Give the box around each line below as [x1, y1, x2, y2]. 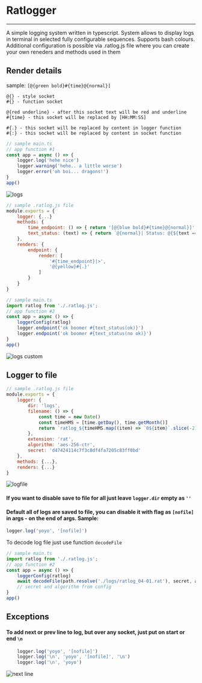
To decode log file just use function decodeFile [6, 539, 122, 546]
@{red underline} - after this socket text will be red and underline [6, 109, 187, 115]
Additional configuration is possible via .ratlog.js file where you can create [6, 41, 189, 49]
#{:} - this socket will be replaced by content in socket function [6, 130, 182, 136]
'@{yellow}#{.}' [49, 264, 90, 270]
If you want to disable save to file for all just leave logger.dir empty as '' [6, 494, 192, 502]
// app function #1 [6, 146, 55, 152]
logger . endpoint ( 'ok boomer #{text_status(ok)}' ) [17, 325, 144, 331]
